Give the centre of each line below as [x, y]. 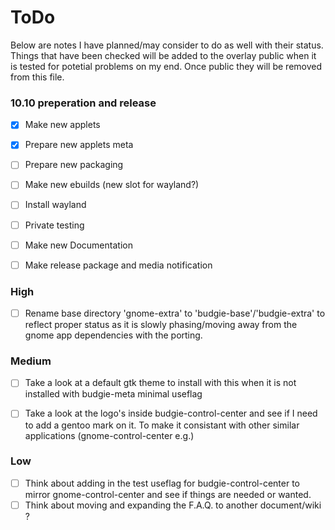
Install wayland [55, 205]
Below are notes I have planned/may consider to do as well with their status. [167, 45]
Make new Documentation [78, 245]
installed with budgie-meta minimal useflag [113, 394]
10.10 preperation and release [83, 103]
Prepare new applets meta [79, 145]
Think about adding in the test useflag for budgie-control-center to [162, 483]
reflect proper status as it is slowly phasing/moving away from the [161, 325]
